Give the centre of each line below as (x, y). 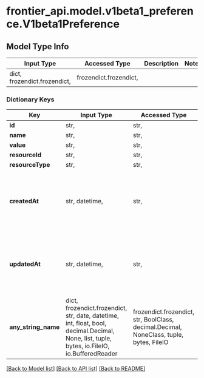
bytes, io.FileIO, (88, 346)
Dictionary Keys (30, 100)
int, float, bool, (86, 323)
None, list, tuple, (89, 339)
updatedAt (25, 264)
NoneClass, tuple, (158, 335)
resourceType (30, 165)
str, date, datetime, (93, 316)
